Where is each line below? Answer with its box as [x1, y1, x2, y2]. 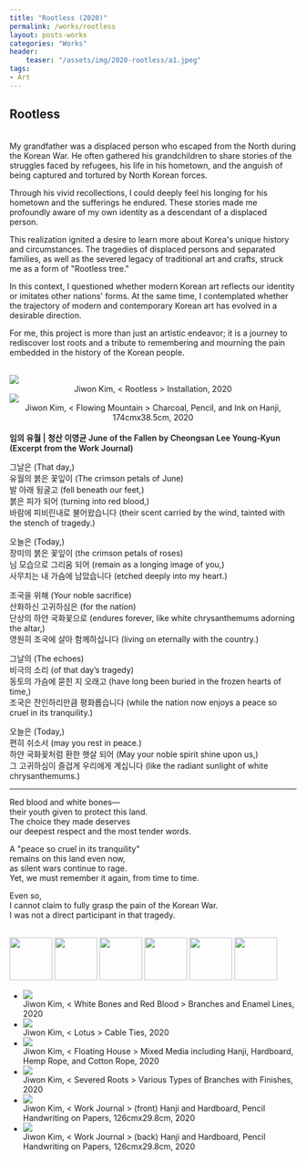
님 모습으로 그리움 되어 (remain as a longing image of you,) [9, 558, 225, 570]
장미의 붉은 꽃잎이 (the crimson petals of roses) [9, 547, 184, 558]
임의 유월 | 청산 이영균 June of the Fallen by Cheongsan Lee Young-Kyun [9, 432, 280, 443]
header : [9, 47, 39, 57]
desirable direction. [9, 309, 82, 320]
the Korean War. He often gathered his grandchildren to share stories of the [9, 150, 292, 161]
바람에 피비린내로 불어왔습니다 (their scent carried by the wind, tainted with [9, 507, 285, 518]
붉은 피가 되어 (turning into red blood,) [9, 495, 150, 506]
